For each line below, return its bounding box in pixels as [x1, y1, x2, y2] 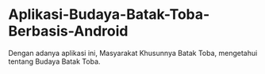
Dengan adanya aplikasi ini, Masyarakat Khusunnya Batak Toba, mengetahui [8, 48, 258, 57]
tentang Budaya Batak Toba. [8, 57, 101, 66]
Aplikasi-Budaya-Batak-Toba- [8, 6, 210, 24]
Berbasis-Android [8, 22, 129, 40]
